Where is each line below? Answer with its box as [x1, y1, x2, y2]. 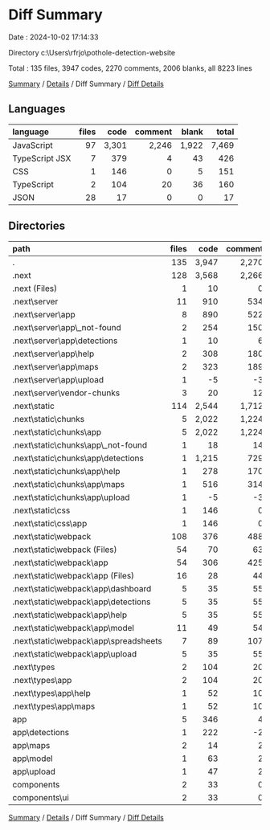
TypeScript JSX [12, 153, 72, 164]
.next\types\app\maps [12, 701, 96, 712]
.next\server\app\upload [12, 374, 104, 385]
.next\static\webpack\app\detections [12, 596, 151, 607]
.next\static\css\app [12, 517, 88, 529]
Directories [8, 219, 66, 233]
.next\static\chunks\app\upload [12, 492, 130, 503]
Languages [8, 102, 66, 116]
